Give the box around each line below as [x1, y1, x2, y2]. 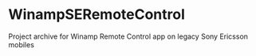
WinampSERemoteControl [8, 6, 186, 24]
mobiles [8, 39, 34, 49]
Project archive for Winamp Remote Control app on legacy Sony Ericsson [8, 32, 249, 41]
